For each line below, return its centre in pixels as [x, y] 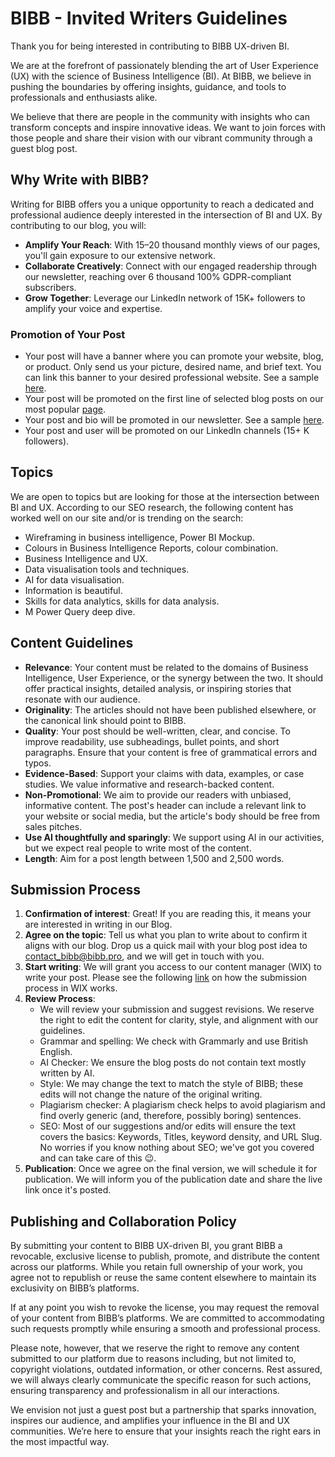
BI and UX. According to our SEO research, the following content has [152, 507]
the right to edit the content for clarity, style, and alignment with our [179, 1020]
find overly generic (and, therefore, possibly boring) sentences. [170, 1116]
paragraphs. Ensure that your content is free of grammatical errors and [171, 752]
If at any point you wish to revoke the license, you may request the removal [165, 1308]
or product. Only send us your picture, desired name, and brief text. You [173, 367]
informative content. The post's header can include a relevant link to [165, 805]
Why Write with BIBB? [80, 180]
